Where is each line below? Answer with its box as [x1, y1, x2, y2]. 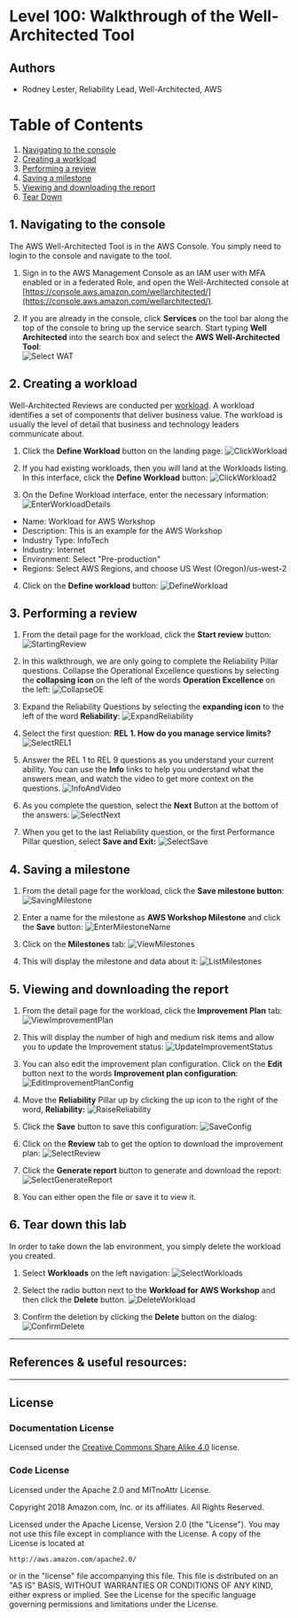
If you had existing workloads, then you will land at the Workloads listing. [21, 462, 288, 473]
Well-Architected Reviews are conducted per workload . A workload [9, 399, 255, 410]
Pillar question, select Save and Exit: [21, 836, 157, 847]
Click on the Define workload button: [21, 580, 159, 591]
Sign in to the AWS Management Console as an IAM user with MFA [21, 267, 266, 278]
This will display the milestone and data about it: [21, 956, 199, 967]
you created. [9, 1250, 56, 1261]
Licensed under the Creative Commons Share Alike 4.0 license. [9, 1442, 240, 1453]
